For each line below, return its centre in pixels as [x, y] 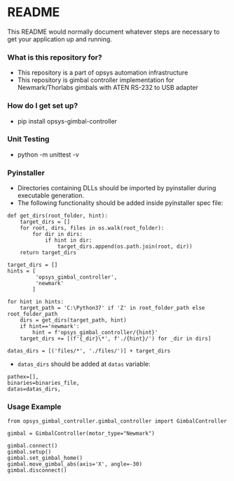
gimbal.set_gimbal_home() [45, 458]
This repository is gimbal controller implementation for [96, 80]
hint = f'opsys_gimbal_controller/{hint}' [95, 333]
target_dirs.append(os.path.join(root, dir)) [125, 246]
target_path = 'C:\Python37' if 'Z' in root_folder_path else [112, 308]
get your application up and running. [60, 39]
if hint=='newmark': [50, 327]
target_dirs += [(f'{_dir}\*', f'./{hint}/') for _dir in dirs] [116, 339]
